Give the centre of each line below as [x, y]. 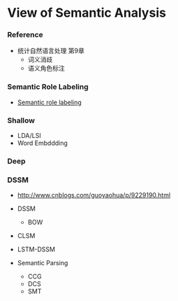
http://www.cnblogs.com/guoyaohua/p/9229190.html [94, 195]
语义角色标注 [46, 69]
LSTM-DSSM [36, 249]
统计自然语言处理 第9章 [51, 51]
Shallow [21, 120]
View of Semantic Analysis [87, 13]
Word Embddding [43, 143]
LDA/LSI [29, 136]
